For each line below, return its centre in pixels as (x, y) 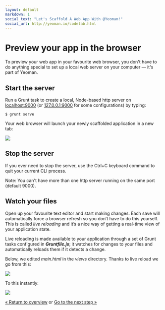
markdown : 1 (17, 14)
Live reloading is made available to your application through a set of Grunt (81, 239)
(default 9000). (21, 186)
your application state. (28, 229)
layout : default (22, 10)
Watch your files (31, 201)
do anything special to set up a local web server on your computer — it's (79, 67)
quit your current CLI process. (36, 171)
